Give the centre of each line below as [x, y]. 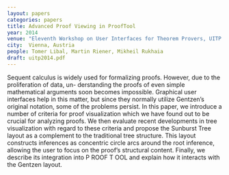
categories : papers [35, 20]
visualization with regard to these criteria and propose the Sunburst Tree [109, 128]
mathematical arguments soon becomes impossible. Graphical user [102, 92]
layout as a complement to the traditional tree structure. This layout [102, 135]
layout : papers [29, 13]
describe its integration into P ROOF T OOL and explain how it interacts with [113, 157]
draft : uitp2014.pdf [37, 58]
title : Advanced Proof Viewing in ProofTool [71, 26]
